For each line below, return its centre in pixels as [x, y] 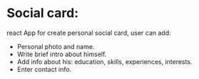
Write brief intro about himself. [62, 54]
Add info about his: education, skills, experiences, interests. [104, 61]
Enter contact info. [44, 69]
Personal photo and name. [56, 46]
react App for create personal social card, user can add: [89, 33]
